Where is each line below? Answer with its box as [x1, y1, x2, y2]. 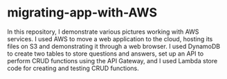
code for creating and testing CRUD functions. [7, 64, 140, 72]
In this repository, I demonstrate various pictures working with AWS [7, 27, 199, 36]
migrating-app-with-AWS [7, 5, 158, 21]
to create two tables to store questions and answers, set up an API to [7, 49, 204, 58]
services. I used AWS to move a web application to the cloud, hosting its [7, 34, 213, 43]
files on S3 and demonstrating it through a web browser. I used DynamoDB [7, 42, 220, 50]
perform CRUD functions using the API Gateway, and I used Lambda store [7, 56, 218, 65]
